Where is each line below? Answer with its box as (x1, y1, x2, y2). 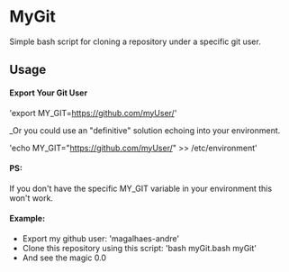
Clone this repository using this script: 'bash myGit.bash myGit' (22, 242, 257, 253)
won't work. (9, 192, 54, 204)
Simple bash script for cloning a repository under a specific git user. (9, 36, 261, 47)
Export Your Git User (9, 87, 88, 98)
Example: (9, 213, 46, 224)
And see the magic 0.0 (22, 252, 106, 263)
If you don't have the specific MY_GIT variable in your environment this (9, 183, 273, 194)
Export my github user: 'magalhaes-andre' (22, 232, 180, 244)
